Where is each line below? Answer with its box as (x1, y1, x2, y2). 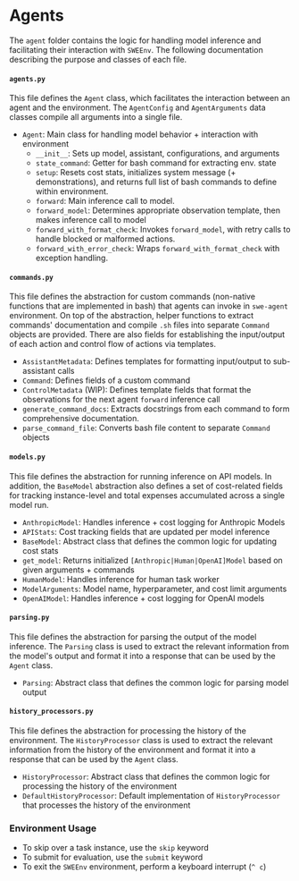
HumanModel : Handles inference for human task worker (21, 573, 220, 584)
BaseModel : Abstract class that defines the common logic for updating (21, 536, 277, 546)
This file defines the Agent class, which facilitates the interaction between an (9, 93, 290, 104)
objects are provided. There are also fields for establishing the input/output (9, 329, 286, 340)
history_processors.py (9, 707, 94, 716)
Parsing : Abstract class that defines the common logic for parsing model (21, 677, 289, 688)
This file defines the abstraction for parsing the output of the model (9, 631, 257, 642)
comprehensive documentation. (21, 413, 140, 424)
